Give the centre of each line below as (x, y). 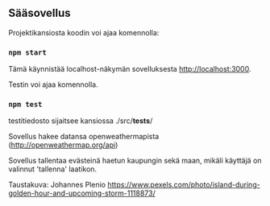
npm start (27, 52)
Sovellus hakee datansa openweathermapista (84, 137)
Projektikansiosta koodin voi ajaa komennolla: (84, 32)
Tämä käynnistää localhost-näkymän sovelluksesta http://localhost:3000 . (130, 69)
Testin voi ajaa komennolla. (53, 84)
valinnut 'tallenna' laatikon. (53, 169)
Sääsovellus (39, 13)
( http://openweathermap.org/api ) (63, 145)
